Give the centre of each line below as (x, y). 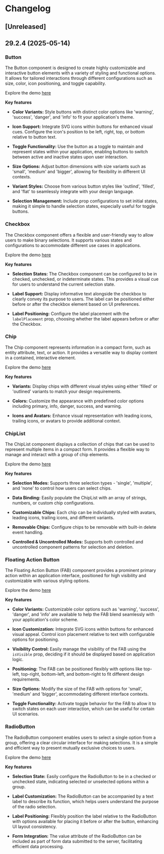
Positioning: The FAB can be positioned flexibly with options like (77, 669)
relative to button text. (34, 137)
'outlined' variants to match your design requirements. (67, 391)
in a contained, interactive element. (41, 358)
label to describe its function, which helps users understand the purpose (85, 801)
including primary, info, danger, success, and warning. (67, 406)
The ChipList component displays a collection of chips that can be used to (80, 444)
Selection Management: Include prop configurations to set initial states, (85, 201)
